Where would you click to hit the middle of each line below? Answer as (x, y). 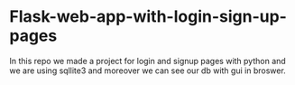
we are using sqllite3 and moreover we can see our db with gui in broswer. (147, 71)
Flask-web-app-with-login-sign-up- (148, 17)
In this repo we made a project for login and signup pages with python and (147, 61)
